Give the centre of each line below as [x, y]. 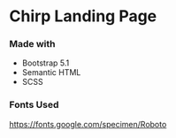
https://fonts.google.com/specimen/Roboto [88, 124]
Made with [32, 44]
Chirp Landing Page [83, 16]
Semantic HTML [51, 73]
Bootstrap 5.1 [46, 63]
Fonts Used [34, 105]
